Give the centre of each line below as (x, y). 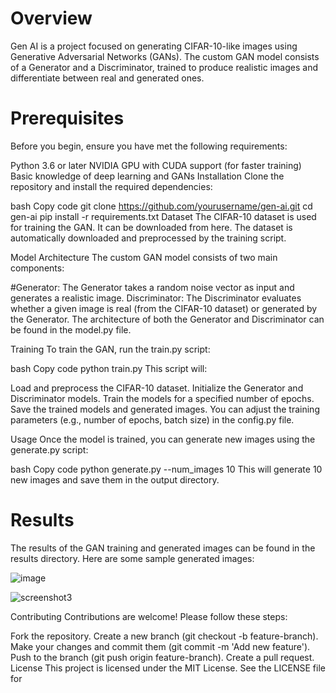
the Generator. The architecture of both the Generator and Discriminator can (167, 319)
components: (37, 268)
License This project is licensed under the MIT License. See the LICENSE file (168, 668)
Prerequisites (67, 118)
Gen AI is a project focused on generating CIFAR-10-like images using (154, 46)
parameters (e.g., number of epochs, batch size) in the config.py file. (152, 419)
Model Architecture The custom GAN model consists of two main (144, 257)
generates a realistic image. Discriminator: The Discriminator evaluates (156, 298)
